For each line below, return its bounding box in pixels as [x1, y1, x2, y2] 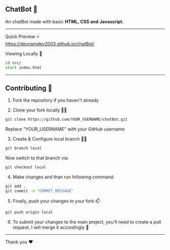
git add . [5, 184, 26, 189]
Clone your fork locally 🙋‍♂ [12, 107, 67, 113]
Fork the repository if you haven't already [12, 97, 99, 103]
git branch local [5, 146, 42, 151]
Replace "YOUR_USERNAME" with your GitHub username [5, 126, 125, 132]
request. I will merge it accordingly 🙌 [12, 224, 89, 230]
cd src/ [5, 60, 22, 65]
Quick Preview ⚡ [5, 33, 39, 40]
